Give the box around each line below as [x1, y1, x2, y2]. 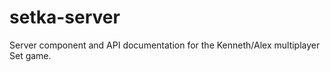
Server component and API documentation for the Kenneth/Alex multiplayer [9, 39, 321, 51]
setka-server [9, 6, 121, 29]
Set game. [9, 49, 52, 61]
